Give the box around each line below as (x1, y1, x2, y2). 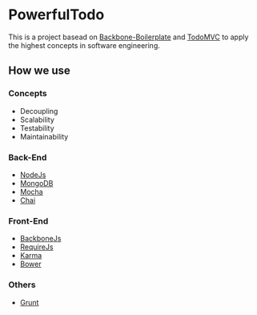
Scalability (19, 115, 54, 124)
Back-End (8, 151, 47, 163)
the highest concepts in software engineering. (8, 40, 160, 50)
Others (8, 279, 36, 290)
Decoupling (19, 106, 58, 115)
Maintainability (19, 131, 69, 141)
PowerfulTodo (8, 6, 105, 24)
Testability (19, 123, 54, 133)
